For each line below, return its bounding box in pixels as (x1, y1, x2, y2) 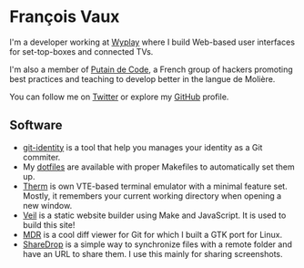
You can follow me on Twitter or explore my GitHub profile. (9, 91, 229, 102)
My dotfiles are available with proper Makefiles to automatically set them (22, 161, 295, 172)
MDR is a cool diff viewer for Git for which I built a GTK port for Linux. (22, 229, 283, 240)
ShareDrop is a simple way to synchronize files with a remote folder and (22, 239, 293, 250)
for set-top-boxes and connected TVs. (9, 46, 154, 57)
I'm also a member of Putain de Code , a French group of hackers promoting (9, 64, 293, 75)
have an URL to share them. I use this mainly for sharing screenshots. (22, 248, 284, 259)
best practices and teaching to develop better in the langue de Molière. (9, 73, 276, 84)
